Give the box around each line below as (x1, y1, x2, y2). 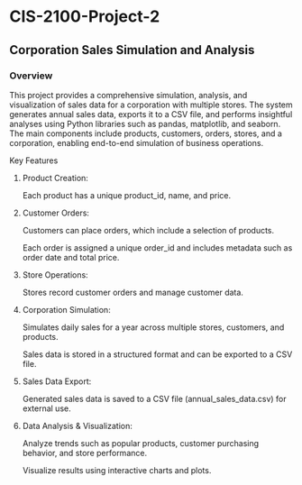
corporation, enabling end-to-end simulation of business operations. (9, 137, 264, 148)
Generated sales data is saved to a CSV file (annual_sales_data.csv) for (22, 393, 287, 404)
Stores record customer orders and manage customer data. (22, 287, 243, 297)
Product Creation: (22, 172, 88, 183)
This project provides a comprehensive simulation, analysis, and (9, 89, 248, 100)
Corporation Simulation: (22, 304, 111, 315)
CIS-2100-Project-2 (9, 6, 160, 27)
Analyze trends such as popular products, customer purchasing (22, 437, 260, 448)
